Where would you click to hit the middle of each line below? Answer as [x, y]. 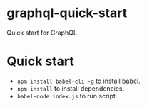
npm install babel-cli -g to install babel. [78, 81]
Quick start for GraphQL [42, 33]
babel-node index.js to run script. [67, 96]
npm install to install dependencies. [71, 88]
